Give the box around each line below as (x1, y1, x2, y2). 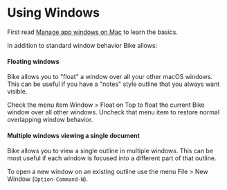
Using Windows (7, 5, 100, 21)
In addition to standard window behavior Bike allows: (7, 41, 158, 49)
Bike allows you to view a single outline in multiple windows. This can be (7, 147, 213, 155)
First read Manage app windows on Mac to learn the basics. (7, 28, 179, 36)
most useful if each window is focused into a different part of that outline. (7, 154, 217, 162)
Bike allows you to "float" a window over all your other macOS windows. (7, 73, 213, 81)
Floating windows (7, 57, 60, 65)
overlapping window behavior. (7, 116, 93, 124)
